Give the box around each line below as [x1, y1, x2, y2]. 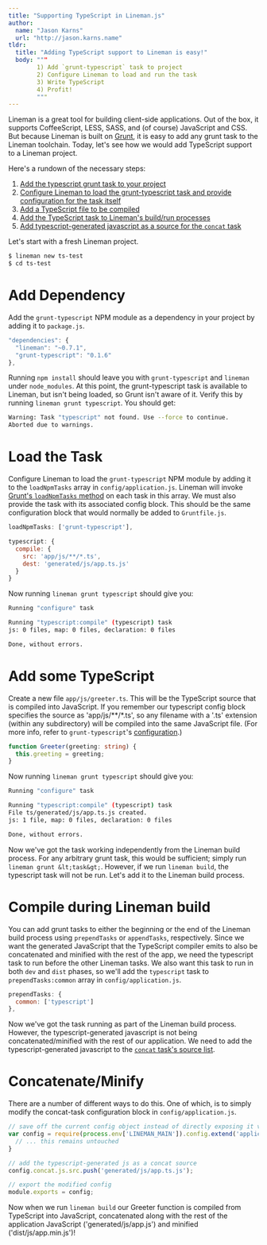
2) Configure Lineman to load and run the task [37, 71, 197, 79]
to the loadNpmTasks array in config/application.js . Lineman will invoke [8, 482, 244, 493]
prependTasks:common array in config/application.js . [8, 975, 182, 984]
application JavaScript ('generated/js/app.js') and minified [8, 1220, 199, 1229]
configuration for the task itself [19, 196, 122, 206]
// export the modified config [8, 1181, 112, 1189]
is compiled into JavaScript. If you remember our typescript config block [8, 702, 246, 711]
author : [8, 19, 34, 27]
